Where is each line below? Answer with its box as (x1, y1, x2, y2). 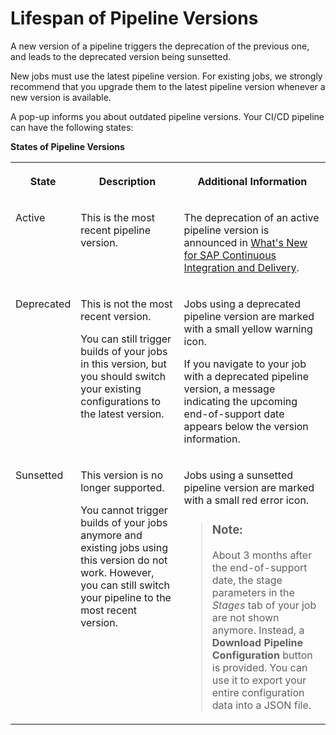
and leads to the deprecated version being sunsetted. (10, 50, 232, 62)
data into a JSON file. (211, 698, 312, 712)
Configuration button (211, 648, 313, 662)
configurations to (80, 394, 162, 408)
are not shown (211, 610, 280, 624)
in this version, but (80, 357, 167, 371)
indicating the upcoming (183, 394, 298, 408)
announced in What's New (183, 235, 308, 249)
